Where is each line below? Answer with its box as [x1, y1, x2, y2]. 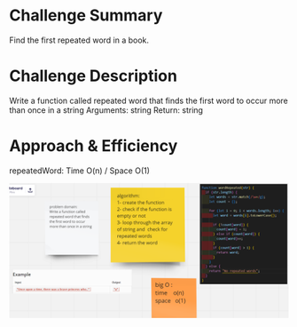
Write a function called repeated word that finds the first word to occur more [9, 95, 288, 106]
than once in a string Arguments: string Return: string [9, 104, 204, 116]
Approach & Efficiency [9, 136, 178, 156]
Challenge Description [9, 66, 177, 86]
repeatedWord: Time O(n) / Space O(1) [9, 165, 151, 176]
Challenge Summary [9, 5, 163, 26]
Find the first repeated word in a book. [9, 35, 149, 45]
